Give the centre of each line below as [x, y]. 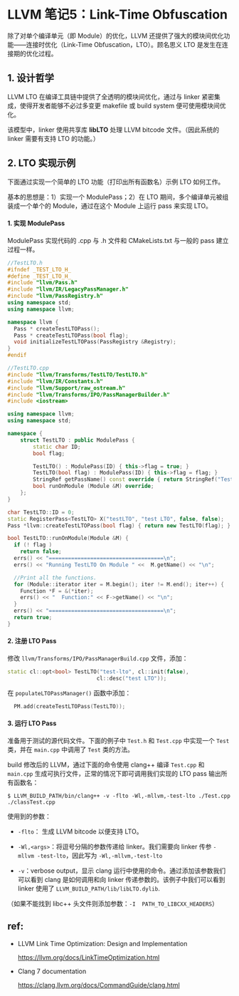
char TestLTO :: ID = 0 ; [41, 512]
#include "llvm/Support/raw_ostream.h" [67, 388]
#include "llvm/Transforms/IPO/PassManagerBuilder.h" [89, 395]
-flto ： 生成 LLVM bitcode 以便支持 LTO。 [80, 831]
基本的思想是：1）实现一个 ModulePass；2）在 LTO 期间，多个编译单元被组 [118, 197]
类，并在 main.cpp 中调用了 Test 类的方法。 [70, 749]
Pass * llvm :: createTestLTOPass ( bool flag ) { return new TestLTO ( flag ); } [119, 525]
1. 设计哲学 [31, 78]
